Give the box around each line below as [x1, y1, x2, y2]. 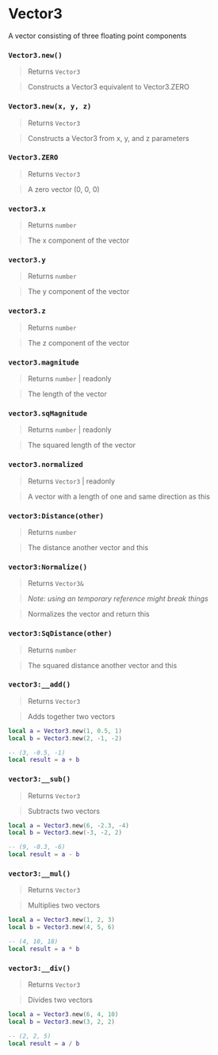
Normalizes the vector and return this [27, 610, 150, 619]
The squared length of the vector [27, 441, 136, 450]
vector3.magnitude [8, 357, 79, 367]
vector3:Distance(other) [8, 511, 105, 520]
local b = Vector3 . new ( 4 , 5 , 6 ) [8, 923, 115, 931]
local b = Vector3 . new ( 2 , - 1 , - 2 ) [8, 734, 123, 742]
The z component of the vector [27, 338, 130, 347]
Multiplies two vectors [27, 900, 101, 910]
